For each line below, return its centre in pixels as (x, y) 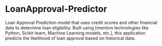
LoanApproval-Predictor (56, 9)
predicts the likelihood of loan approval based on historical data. (70, 38)
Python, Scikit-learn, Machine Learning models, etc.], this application (75, 33)
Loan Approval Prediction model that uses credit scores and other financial (81, 23)
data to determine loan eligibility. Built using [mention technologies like (77, 27)
